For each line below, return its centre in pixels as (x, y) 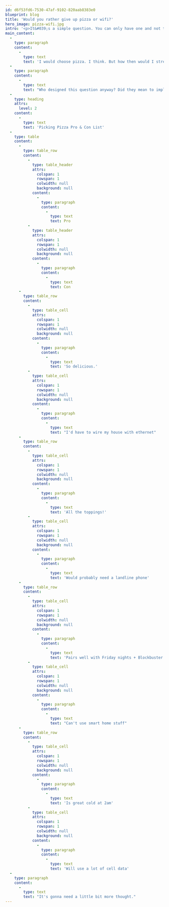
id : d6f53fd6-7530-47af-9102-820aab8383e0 (50, 10)
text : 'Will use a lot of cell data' (90, 869)
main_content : (20, 33)
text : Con (60, 287)
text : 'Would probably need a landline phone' (100, 578)
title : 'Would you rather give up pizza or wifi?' (59, 19)
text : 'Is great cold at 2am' (82, 803)
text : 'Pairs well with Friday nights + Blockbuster (107, 657)
